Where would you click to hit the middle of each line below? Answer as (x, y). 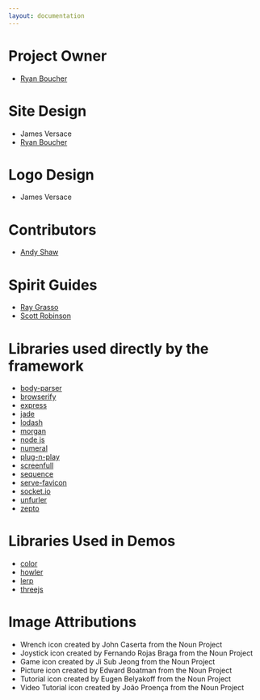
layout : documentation (46, 16)
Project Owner (58, 55)
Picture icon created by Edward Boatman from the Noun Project (126, 670)
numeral (34, 448)
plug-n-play (40, 457)
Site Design (48, 111)
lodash (31, 422)
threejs (31, 590)
